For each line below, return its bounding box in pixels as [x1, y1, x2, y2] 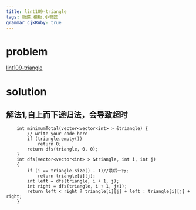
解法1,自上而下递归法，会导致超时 [6, 109, 128, 119]
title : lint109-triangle [6, 8, 67, 15]
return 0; [37, 141, 62, 147]
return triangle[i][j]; [37, 173, 96, 179]
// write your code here [27, 131, 88, 137]
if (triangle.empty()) [27, 136, 83, 142]
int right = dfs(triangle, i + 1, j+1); [27, 184, 127, 189]
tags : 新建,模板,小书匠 [6, 14, 58, 20]
